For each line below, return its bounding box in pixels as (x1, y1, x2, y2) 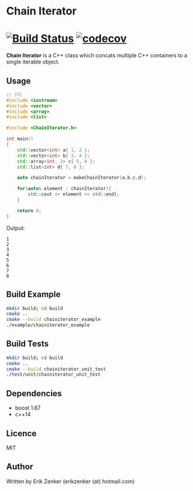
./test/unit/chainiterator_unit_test (6, 372, 101, 378)
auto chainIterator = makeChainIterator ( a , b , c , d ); (17, 175, 147, 181)
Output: (6, 224, 25, 232)
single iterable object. (6, 59, 60, 66)
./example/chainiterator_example (6, 322, 90, 328)
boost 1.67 (14, 404, 41, 411)
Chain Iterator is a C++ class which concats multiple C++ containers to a (6, 52, 188, 59)
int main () (6, 136, 34, 142)
